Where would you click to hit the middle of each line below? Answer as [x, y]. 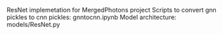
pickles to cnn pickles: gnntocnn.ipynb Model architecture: [91, 17]
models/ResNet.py [33, 24]
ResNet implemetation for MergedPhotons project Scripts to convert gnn [111, 10]
